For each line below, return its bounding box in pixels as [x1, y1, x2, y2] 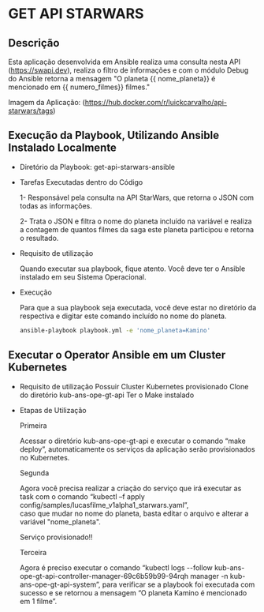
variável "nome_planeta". [19, 516, 101, 526]
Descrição [8, 36, 60, 50]
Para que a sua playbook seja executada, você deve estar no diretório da [19, 302, 257, 312]
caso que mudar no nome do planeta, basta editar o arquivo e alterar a [19, 509, 249, 518]
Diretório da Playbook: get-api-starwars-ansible [19, 162, 176, 171]
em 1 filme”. [19, 596, 58, 606]
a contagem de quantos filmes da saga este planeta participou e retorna [19, 224, 255, 234]
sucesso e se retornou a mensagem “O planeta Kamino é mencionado [19, 588, 247, 597]
